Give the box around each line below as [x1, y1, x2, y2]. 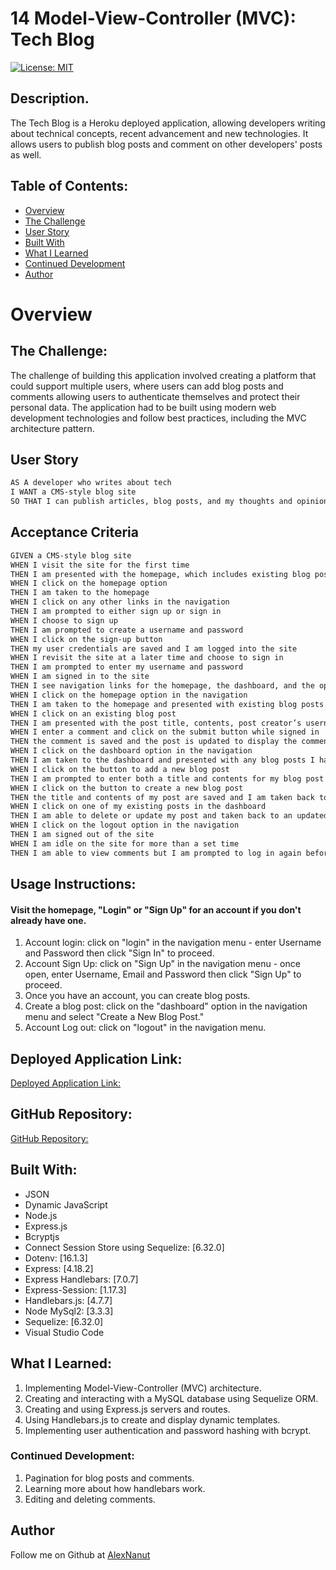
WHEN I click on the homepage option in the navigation [10, 690, 248, 700]
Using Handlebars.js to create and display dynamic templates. [24, 1413, 281, 1426]
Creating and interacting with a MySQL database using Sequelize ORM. [24, 1392, 319, 1404]
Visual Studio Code [24, 1326, 105, 1338]
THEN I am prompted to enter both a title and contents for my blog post [10, 773, 325, 784]
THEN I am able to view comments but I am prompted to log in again [10, 848, 302, 858]
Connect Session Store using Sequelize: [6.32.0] [24, 1241, 225, 1253]
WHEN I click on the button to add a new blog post [10, 764, 230, 774]
